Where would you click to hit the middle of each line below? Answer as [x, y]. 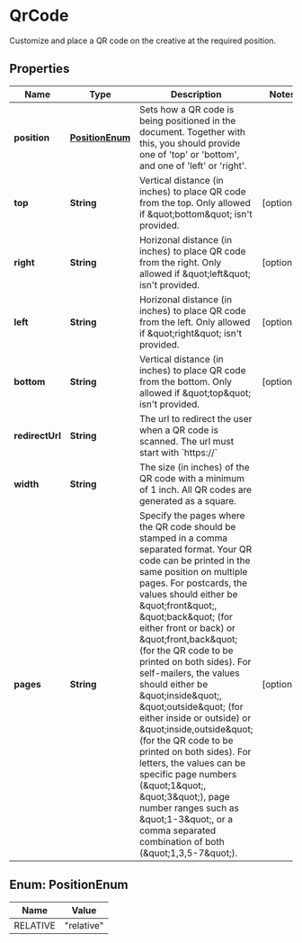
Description [196, 94]
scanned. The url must [187, 441]
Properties [40, 69]
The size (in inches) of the [194, 467]
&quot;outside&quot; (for [191, 706]
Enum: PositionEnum [69, 885]
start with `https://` [178, 453]
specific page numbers [188, 774]
